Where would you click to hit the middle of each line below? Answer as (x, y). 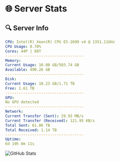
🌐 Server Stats (36, 9)
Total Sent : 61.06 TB (28, 125)
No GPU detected (22, 102)
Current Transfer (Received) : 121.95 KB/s (50, 121)
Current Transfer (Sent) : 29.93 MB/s (44, 116)
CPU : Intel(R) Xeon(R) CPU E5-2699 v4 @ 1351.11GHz (60, 42)
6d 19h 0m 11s (20, 144)
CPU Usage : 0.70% (23, 46)
